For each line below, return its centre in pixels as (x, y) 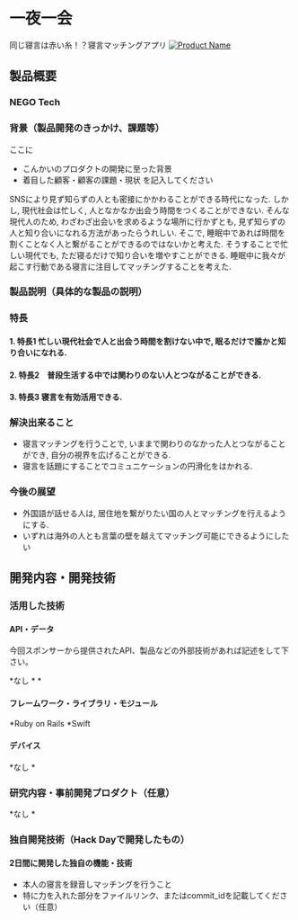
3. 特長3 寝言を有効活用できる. (66, 397)
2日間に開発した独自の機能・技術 (71, 862)
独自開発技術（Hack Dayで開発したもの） (100, 839)
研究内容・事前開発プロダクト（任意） (92, 792)
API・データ (32, 629)
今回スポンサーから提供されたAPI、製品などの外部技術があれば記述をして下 (149, 651)
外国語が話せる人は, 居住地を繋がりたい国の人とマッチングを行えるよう (154, 513)
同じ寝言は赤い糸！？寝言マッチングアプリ (88, 45)
